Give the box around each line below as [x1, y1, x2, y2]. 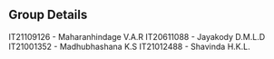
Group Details [8, 7, 88, 23]
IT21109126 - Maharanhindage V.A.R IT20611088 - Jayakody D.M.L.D [8, 31, 266, 42]
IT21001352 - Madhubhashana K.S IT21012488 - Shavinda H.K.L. [8, 41, 250, 52]
